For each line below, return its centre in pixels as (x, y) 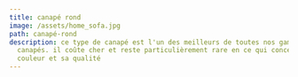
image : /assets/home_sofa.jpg (65, 26)
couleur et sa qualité (59, 58)
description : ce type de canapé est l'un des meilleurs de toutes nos (142, 42)
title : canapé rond (45, 17)
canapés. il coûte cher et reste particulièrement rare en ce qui (142, 50)
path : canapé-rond (43, 34)
